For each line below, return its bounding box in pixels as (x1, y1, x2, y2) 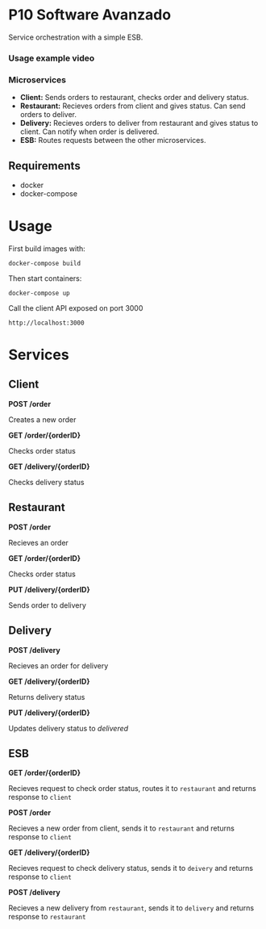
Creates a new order (8, 414, 77, 425)
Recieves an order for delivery (8, 660, 109, 671)
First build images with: (8, 244, 86, 253)
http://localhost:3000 (8, 319, 85, 327)
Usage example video (8, 52, 95, 64)
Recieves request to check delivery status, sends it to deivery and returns (8, 864, 254, 873)
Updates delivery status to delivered (8, 723, 129, 733)
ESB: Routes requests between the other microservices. (19, 136, 206, 145)
